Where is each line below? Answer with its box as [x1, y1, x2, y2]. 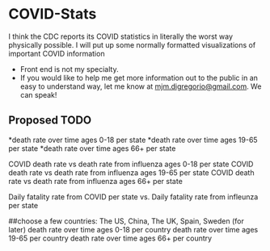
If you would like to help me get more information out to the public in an [19, 73, 259, 82]
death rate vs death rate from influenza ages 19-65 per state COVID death [8, 167, 255, 178]
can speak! [19, 90, 57, 99]
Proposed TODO [8, 114, 92, 128]
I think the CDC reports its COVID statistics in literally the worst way [8, 31, 233, 41]
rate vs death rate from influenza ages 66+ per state [8, 176, 184, 186]
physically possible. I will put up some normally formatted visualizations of [8, 40, 256, 49]
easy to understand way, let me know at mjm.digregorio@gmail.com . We [19, 82, 262, 91]
